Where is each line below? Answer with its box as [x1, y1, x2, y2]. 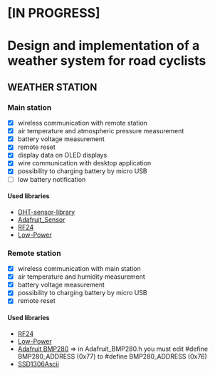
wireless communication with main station [17, 264, 141, 273]
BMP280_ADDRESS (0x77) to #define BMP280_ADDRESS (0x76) [17, 351, 208, 361]
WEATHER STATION [7, 81, 98, 93]
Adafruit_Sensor [17, 215, 65, 224]
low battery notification [17, 175, 86, 183]
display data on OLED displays [17, 151, 107, 160]
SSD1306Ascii [17, 359, 59, 368]
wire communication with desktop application [17, 159, 152, 168]
